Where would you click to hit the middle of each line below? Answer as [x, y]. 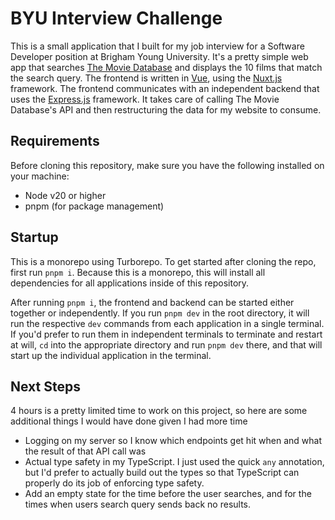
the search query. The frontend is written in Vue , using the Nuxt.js [146, 78]
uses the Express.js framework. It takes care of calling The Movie [145, 99]
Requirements [55, 141]
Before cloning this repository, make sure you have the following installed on [167, 165]
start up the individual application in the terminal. [111, 355]
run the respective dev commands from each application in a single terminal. [167, 323]
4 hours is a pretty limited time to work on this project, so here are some [159, 411]
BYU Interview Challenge [116, 18]
